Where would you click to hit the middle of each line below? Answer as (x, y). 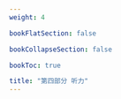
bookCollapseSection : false (61, 49)
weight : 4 (27, 17)
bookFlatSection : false (53, 33)
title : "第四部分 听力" (49, 81)
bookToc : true (35, 65)
